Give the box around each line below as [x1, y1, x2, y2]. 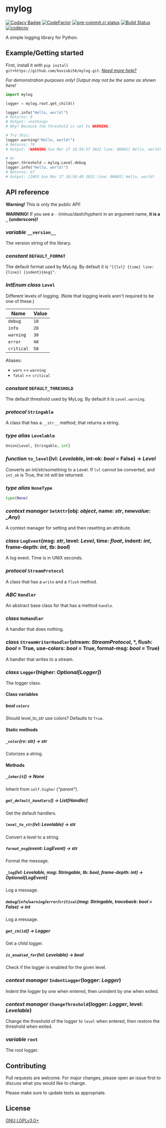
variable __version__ [5, 229, 56, 236]
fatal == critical [12, 372, 51, 378]
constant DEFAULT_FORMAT [5, 252, 66, 259]
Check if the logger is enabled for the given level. [5, 965, 106, 971]
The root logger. [5, 1047, 39, 1053]
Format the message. [5, 858, 49, 864]
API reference [5, 188, 49, 197]
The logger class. [5, 680, 41, 686]
